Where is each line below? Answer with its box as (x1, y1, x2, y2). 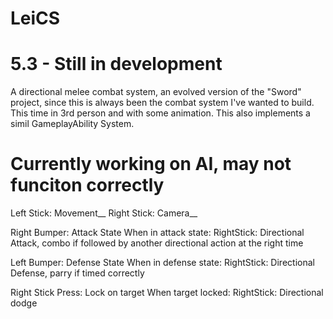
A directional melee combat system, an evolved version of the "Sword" (10, 86, 302, 98)
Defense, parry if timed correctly (10, 267, 145, 279)
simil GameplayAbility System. (10, 118, 135, 130)
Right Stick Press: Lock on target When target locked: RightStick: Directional (10, 287, 324, 299)
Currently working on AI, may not (10, 153, 292, 176)
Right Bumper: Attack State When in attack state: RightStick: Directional (10, 227, 305, 239)
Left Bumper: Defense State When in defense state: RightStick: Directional (10, 257, 315, 269)
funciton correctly (10, 174, 165, 197)
